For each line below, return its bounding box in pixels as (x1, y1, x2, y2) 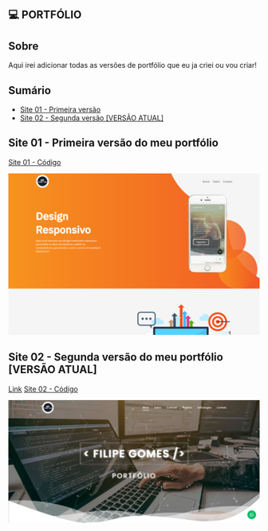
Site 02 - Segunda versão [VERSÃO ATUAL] (19, 113, 164, 123)
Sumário (8, 84, 52, 97)
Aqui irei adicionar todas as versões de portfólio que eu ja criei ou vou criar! (8, 61, 258, 70)
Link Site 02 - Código (8, 383, 78, 394)
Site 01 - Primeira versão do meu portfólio (8, 136, 219, 150)
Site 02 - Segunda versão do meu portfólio (8, 351, 223, 364)
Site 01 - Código (8, 157, 61, 167)
